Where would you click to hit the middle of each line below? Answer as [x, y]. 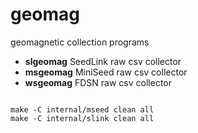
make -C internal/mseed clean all [82, 109]
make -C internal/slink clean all [82, 118]
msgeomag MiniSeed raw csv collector [106, 72]
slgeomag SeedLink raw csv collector [103, 61]
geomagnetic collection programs [80, 42]
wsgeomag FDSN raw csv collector [98, 82]
